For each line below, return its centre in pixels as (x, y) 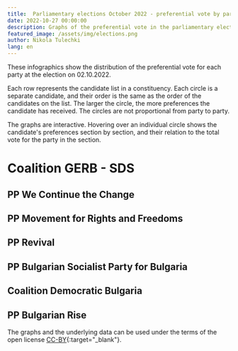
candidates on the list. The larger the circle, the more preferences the (109, 103)
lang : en (20, 47)
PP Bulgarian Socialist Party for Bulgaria (97, 267)
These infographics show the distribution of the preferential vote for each (114, 67)
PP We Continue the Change (71, 195)
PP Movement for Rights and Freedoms (95, 218)
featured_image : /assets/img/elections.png (73, 34)
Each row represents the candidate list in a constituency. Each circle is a (113, 88)
